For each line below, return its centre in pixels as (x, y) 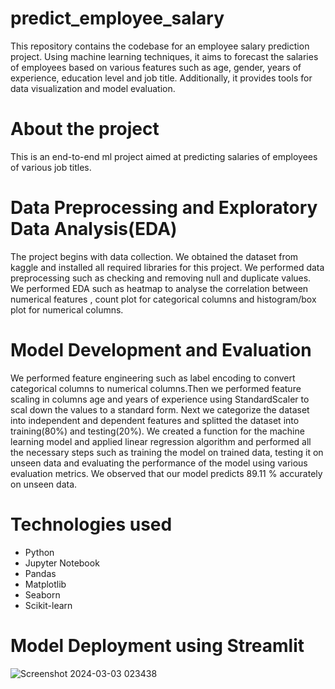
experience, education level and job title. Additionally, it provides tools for (161, 78)
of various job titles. (51, 167)
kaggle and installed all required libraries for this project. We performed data (167, 267)
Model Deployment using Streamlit (157, 645)
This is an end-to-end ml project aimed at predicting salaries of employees (164, 156)
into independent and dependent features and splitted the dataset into (155, 420)
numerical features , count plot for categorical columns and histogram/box (163, 299)
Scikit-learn (48, 605)
